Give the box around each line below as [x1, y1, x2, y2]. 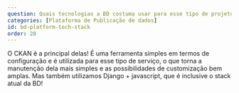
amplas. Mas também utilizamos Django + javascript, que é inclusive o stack [7, 72, 231, 80]
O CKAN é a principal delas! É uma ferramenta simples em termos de [7, 49, 210, 58]
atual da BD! [7, 79, 43, 88]
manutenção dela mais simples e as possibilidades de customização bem [7, 64, 223, 73]
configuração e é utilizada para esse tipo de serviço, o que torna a [7, 57, 203, 66]
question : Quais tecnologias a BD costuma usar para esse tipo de [7, 10, 208, 18]
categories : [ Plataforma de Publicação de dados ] [7, 17, 158, 24]
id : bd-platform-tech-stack [7, 23, 91, 30]
